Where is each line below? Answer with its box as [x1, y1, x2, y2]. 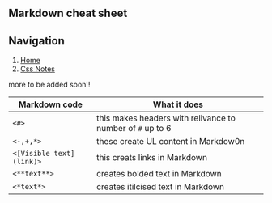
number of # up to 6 [96, 123, 172, 134]
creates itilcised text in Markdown [96, 181, 225, 192]
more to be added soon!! [8, 80, 91, 90]
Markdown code [18, 99, 83, 110]
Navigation [8, 34, 65, 48]
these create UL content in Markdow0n [96, 136, 245, 147]
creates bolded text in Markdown [96, 168, 223, 180]
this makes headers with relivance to [96, 112, 236, 124]
